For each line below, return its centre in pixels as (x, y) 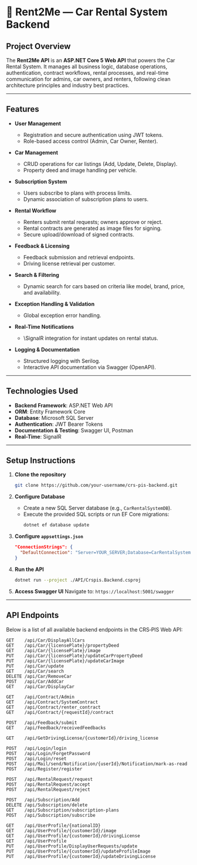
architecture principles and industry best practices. (68, 85)
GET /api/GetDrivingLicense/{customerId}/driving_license (82, 738)
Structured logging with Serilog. (62, 360)
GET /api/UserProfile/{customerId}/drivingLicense (73, 836)
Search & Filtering (37, 275)
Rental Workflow (35, 211)
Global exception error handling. (62, 315)
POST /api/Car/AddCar (35, 682)
